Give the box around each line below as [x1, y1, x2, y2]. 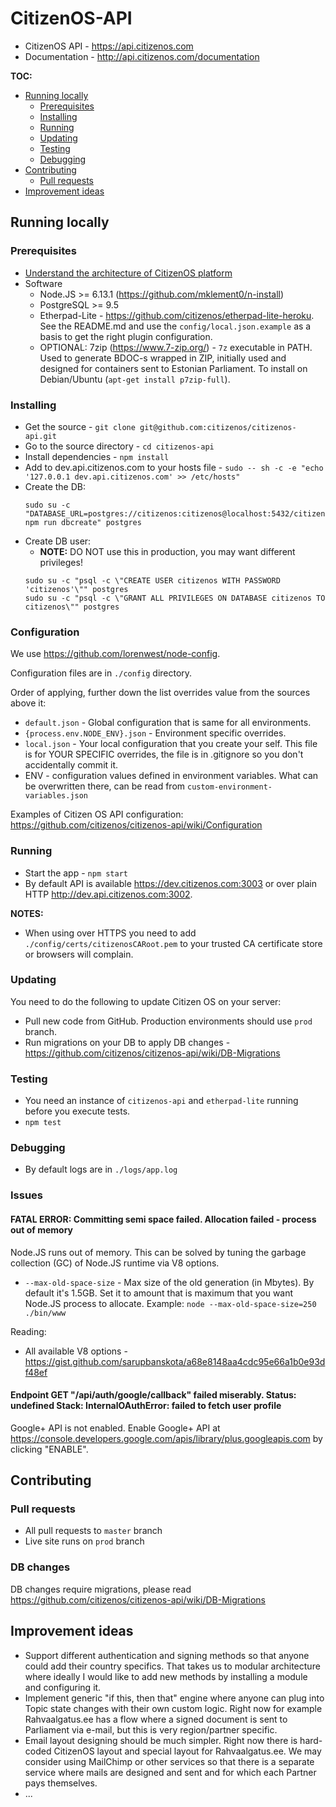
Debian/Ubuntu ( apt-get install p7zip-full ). [39, 373, 231, 385]
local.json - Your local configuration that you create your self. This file [24, 738, 318, 750]
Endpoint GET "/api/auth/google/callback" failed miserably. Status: [10, 1389, 297, 1401]
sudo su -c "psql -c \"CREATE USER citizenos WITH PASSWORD [24, 575, 281, 586]
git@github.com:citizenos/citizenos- [139, 422, 297, 432]
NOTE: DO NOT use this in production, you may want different [39, 545, 296, 557]
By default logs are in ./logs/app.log [24, 1163, 178, 1176]
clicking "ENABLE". [10, 1443, 89, 1455]
